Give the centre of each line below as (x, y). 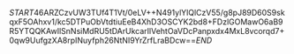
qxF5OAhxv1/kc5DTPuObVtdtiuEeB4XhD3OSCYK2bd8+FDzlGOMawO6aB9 (146, 22)
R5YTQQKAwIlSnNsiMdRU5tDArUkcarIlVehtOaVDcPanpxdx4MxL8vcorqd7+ (147, 31)
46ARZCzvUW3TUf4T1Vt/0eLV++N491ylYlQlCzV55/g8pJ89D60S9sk (159, 13)
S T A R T (22, 13)
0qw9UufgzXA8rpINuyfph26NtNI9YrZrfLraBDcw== (103, 40)
